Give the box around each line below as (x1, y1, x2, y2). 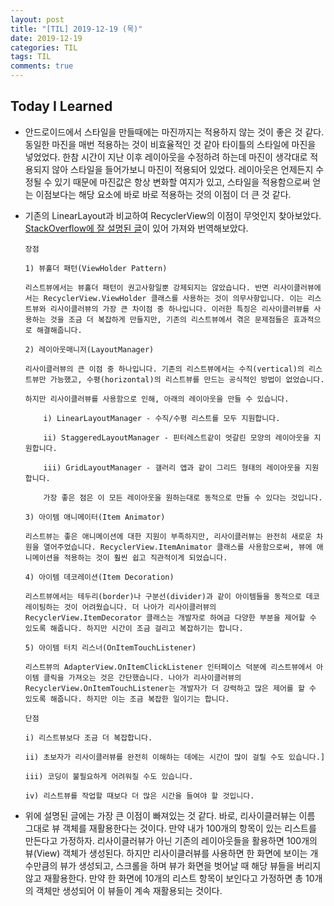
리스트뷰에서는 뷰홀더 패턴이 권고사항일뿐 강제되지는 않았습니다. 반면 (24, 282, 270, 293)
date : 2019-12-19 (10, 33, 83, 43)
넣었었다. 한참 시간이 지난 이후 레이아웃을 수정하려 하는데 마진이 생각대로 (24, 151, 308, 163)
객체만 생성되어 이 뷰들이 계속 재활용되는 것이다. (35, 884, 223, 896)
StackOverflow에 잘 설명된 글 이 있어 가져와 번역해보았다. (24, 222, 249, 234)
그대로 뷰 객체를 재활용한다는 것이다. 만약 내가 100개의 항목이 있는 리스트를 (24, 822, 317, 834)
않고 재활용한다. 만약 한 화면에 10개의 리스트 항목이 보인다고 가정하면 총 (24, 872, 304, 884)
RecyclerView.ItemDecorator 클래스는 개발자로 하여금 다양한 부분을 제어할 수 (24, 612, 317, 623)
